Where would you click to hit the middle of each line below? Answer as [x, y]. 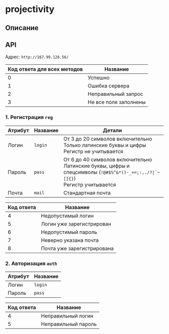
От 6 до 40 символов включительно [108, 159]
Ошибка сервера [109, 86]
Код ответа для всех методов [45, 69]
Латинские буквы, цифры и [97, 166]
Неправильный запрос [115, 94]
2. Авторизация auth [31, 263]
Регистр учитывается [90, 184]
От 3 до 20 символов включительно [108, 139]
